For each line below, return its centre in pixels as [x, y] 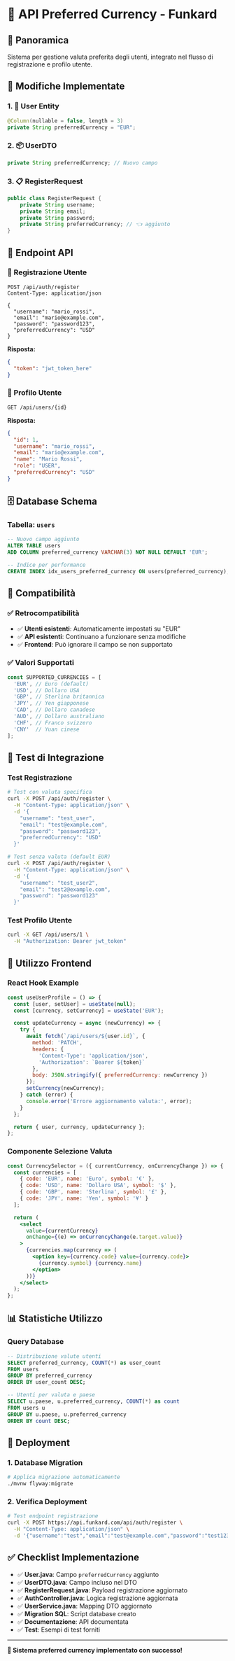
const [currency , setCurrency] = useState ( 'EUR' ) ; [89, 1011]
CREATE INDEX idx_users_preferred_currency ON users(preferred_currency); [119, 571]
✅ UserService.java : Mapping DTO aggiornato [85, 1606]
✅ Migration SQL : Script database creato [77, 1613]
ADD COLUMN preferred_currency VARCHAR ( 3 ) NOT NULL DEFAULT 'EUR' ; [108, 552]
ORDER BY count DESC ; [39, 1421]
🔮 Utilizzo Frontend [50, 963]
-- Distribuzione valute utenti [54, 1356]
